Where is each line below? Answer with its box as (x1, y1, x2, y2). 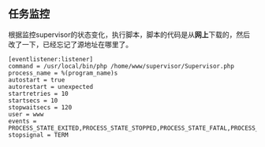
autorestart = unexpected (8, 83, 93, 90)
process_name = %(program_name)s (8, 69, 118, 77)
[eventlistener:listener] (8, 55, 93, 63)
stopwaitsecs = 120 (8, 103, 73, 112)
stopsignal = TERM (8, 130, 69, 139)
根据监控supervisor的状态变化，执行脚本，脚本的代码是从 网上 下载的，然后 (8, 30, 251, 39)
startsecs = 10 (8, 97, 58, 105)
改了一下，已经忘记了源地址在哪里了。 (8, 39, 132, 49)
